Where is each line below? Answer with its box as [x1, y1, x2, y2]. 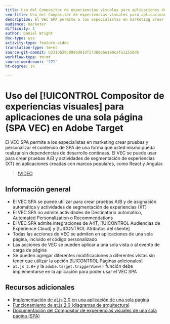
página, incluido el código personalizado [12, 236, 98, 242]
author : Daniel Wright [5, 31, 53, 36]
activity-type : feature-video [5, 40, 69, 46]
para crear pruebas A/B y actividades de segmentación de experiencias [5, 155, 155, 161]
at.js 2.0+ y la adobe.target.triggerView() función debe [12, 263, 133, 269]
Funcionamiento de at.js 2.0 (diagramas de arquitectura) [12, 302, 130, 308]
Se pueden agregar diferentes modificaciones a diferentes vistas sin [12, 252, 155, 258]
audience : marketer [5, 21, 47, 27]
